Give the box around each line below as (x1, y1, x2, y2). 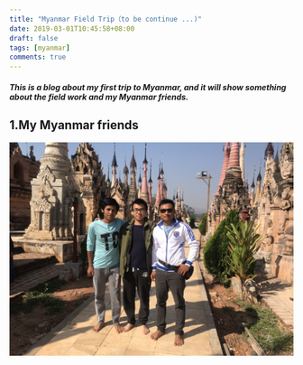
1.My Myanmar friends (9, 117, 140, 133)
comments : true (9, 52, 67, 62)
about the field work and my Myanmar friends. (9, 91, 189, 102)
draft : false (9, 33, 59, 42)
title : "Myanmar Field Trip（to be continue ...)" (9, 14, 203, 23)
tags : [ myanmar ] (9, 43, 70, 52)
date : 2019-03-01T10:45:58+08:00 (9, 23, 135, 33)
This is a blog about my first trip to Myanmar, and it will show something (9, 81, 287, 92)
